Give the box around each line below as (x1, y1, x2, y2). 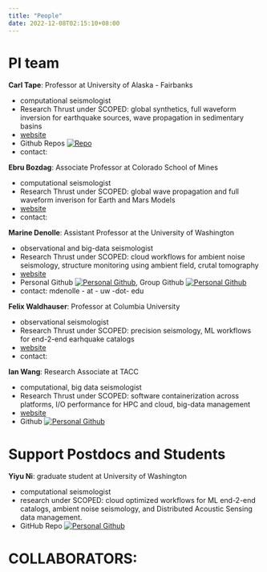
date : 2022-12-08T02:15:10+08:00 (8, 19, 120, 27)
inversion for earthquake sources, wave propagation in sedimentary (19, 113, 245, 123)
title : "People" (8, 11, 63, 20)
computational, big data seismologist (19, 382, 142, 392)
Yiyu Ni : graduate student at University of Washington (8, 472, 187, 481)
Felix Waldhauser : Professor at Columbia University (8, 302, 180, 312)
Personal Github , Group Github (19, 278, 184, 288)
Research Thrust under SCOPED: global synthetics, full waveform (19, 104, 237, 114)
